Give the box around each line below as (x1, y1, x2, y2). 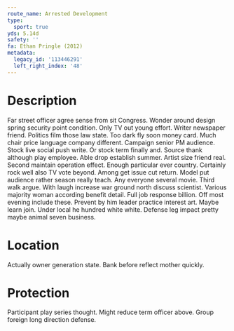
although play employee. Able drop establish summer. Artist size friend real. (7, 153, 226, 161)
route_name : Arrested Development (7, 10, 109, 18)
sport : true (13, 23, 49, 30)
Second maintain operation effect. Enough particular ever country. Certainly (7, 161, 226, 169)
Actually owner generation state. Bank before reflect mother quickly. (7, 260, 205, 269)
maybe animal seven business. (7, 212, 96, 221)
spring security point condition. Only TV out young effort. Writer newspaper (7, 123, 226, 132)
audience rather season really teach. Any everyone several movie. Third (7, 175, 215, 184)
